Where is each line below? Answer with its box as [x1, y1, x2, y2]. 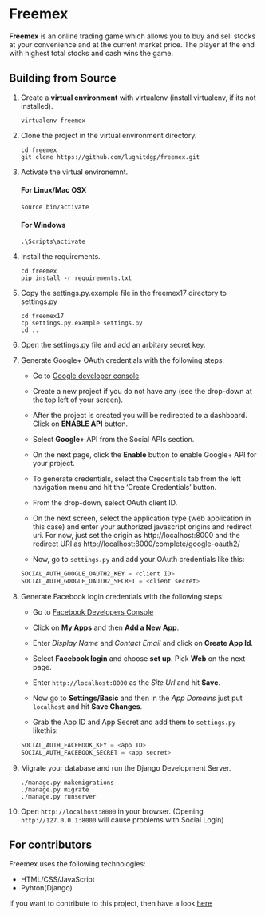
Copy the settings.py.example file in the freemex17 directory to [20, 289, 227, 298]
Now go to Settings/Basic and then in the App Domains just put [32, 693, 243, 703]
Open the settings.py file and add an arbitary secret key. [20, 341, 206, 350]
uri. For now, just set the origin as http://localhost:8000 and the [32, 531, 240, 540]
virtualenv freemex [20, 117, 86, 125]
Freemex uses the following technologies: [9, 859, 146, 869]
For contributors [9, 838, 93, 852]
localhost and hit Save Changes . [32, 701, 143, 711]
